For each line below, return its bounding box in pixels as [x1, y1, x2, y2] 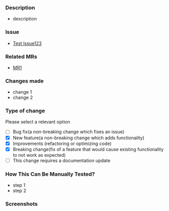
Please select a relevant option [5, 119, 70, 125]
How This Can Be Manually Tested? [5, 171, 95, 178]
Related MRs [5, 53, 37, 60]
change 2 [12, 94, 33, 101]
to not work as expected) [12, 152, 66, 158]
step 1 [12, 182, 26, 188]
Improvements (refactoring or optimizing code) [12, 140, 112, 146]
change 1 [12, 89, 32, 95]
